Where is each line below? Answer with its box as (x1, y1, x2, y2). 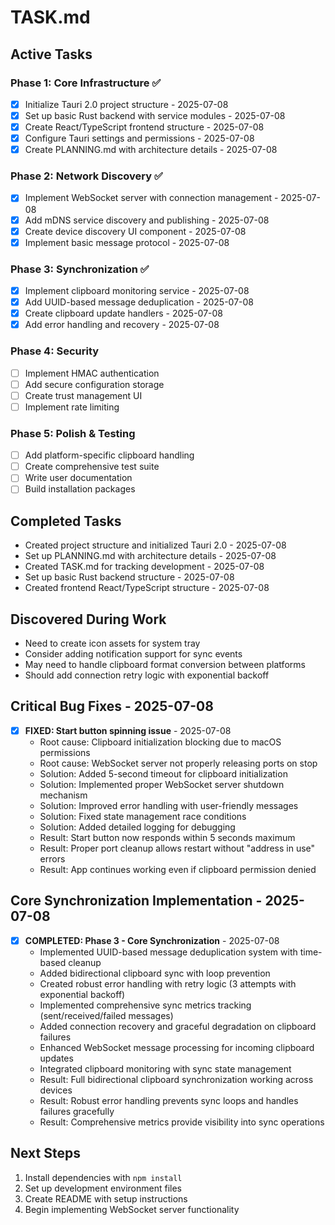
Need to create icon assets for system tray (24, 637, 201, 649)
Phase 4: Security (10, 344, 100, 358)
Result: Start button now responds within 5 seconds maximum (39, 831, 296, 843)
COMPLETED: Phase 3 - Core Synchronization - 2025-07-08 (24, 934, 280, 946)
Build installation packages (24, 483, 136, 495)
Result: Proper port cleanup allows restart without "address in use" (39, 842, 316, 854)
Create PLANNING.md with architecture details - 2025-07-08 (24, 144, 278, 156)
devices (39, 1084, 73, 1096)
